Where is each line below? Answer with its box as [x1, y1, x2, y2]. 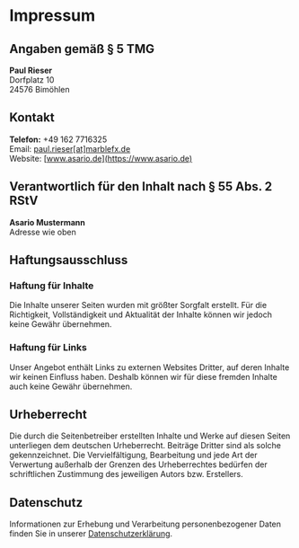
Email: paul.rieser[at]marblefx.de [9, 143, 131, 154]
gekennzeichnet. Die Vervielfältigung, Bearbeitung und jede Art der [9, 450, 258, 461]
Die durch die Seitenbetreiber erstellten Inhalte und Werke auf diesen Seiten [9, 430, 291, 441]
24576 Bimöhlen [9, 84, 70, 94]
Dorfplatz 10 [9, 75, 55, 85]
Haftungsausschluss [9, 252, 128, 268]
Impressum [9, 5, 96, 26]
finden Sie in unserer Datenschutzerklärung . [9, 528, 173, 539]
